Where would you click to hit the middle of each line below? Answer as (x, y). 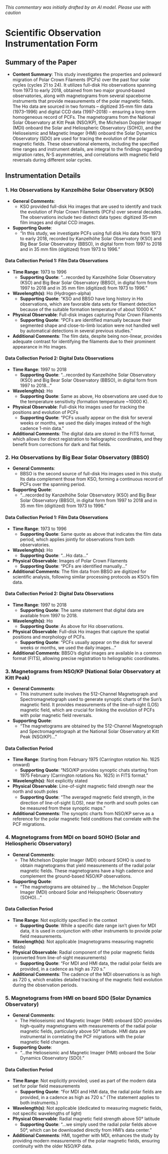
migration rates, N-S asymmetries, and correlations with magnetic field (86, 155)
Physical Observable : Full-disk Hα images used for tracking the (78, 407)
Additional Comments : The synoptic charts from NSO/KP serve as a (83, 814)
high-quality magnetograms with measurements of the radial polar (88, 1026)
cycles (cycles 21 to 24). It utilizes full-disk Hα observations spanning (84, 85)
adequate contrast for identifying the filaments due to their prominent (84, 341)
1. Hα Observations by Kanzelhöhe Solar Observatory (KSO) (80, 190)
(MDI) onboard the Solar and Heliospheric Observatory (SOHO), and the (87, 128)
